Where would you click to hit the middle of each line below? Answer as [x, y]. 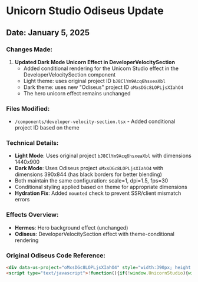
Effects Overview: [32, 215]
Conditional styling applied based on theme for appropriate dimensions [101, 187]
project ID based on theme [47, 128]
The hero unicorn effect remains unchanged [77, 93]
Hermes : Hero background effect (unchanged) [71, 227]
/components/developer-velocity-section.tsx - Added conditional [95, 121]
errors [22, 200]
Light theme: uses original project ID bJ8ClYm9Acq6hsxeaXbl [95, 81]
